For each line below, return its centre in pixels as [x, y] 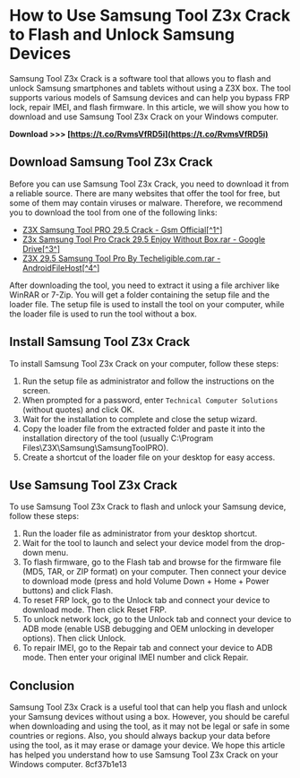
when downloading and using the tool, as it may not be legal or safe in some [150, 726]
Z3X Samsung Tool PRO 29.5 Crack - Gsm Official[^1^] [122, 229]
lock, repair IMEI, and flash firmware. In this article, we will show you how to [149, 107]
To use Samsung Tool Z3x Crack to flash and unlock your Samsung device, [148, 506]
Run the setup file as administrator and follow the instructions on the [148, 381]
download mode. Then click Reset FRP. [94, 609]
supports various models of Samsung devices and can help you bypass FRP [150, 97]
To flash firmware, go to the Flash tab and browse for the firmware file [152, 562]
